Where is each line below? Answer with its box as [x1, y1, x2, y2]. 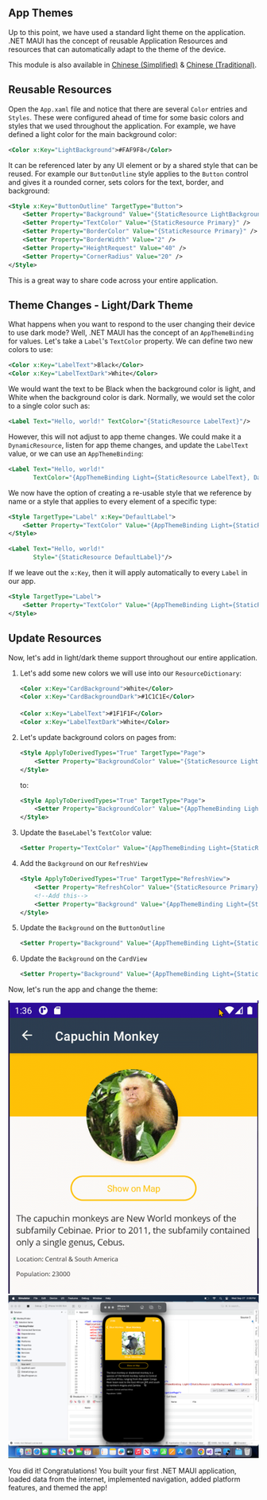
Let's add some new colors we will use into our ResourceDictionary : [19, 668, 242, 678]
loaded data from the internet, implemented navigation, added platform [8, 1474, 241, 1484]
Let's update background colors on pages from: [19, 732, 176, 742]
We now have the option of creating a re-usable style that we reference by [8, 488, 252, 497]
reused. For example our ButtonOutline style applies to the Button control [8, 169, 249, 178]
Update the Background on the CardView [19, 954, 148, 963]
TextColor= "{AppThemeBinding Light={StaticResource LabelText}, [33, 473, 250, 481]
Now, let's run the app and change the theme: [8, 985, 158, 994]
